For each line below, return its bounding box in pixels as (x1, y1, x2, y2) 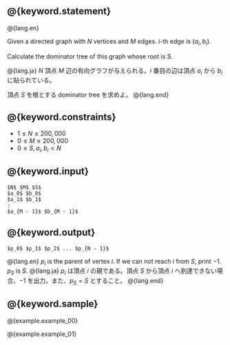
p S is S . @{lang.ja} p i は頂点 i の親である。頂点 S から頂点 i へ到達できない (7, 266, 218, 277)
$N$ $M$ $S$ (7, 184, 41, 191)
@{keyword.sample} (7, 298, 98, 310)
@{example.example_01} (7, 330, 77, 338)
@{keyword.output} (7, 227, 96, 238)
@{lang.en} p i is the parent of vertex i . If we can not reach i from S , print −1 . (7, 257, 222, 267)
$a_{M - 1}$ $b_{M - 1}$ (7, 208, 79, 215)
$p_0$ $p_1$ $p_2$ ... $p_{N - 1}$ (7, 244, 109, 252)
